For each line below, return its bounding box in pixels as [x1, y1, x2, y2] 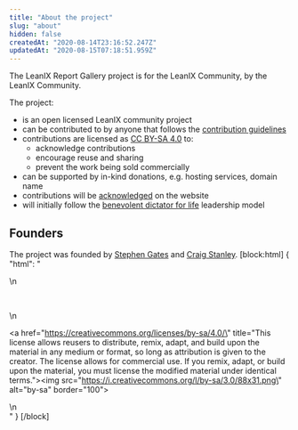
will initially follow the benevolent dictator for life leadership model [21, 199, 265, 210]
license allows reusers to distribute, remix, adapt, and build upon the [9, 337, 260, 347]
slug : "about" [9, 21, 62, 30]
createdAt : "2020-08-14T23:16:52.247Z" [9, 37, 157, 47]
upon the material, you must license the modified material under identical [9, 365, 278, 376]
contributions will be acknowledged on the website [21, 191, 209, 201]
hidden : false [9, 29, 62, 38]
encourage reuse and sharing [35, 152, 144, 163]
